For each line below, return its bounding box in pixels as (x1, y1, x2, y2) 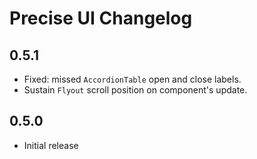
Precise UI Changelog (9, 7, 193, 30)
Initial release (23, 139, 79, 151)
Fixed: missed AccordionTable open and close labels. (23, 73, 242, 85)
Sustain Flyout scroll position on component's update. (23, 84, 248, 96)
